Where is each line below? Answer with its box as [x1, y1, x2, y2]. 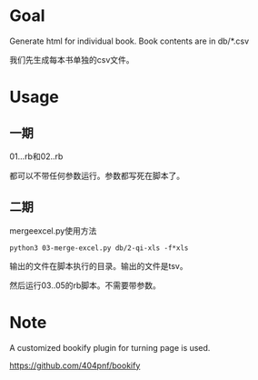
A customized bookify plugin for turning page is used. [9, 342, 211, 353]
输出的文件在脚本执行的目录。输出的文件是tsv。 [9, 260, 188, 271]
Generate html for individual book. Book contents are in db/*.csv [9, 35, 250, 46]
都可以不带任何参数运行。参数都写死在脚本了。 [9, 170, 184, 181]
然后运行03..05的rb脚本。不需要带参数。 [9, 279, 162, 291]
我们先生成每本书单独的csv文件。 [9, 54, 134, 65]
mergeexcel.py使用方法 [9, 225, 97, 236]
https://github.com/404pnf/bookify [9, 360, 141, 371]
